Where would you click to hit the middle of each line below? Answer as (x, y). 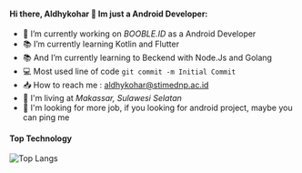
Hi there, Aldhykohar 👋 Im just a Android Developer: (109, 14)
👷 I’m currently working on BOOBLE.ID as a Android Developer (139, 34)
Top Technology (41, 138)
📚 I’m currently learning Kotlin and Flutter (101, 44)
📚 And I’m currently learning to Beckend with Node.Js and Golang (147, 58)
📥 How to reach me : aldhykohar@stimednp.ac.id (116, 85)
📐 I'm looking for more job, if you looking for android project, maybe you (157, 108)
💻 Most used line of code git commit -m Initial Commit (129, 71)
